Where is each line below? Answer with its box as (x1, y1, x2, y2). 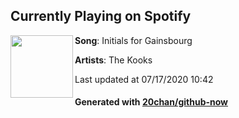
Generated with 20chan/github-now (74, 96, 229, 108)
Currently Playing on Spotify (10, 8, 192, 25)
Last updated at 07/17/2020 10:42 (74, 73, 214, 85)
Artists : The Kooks (74, 54, 153, 66)
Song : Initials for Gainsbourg (74, 34, 193, 46)
